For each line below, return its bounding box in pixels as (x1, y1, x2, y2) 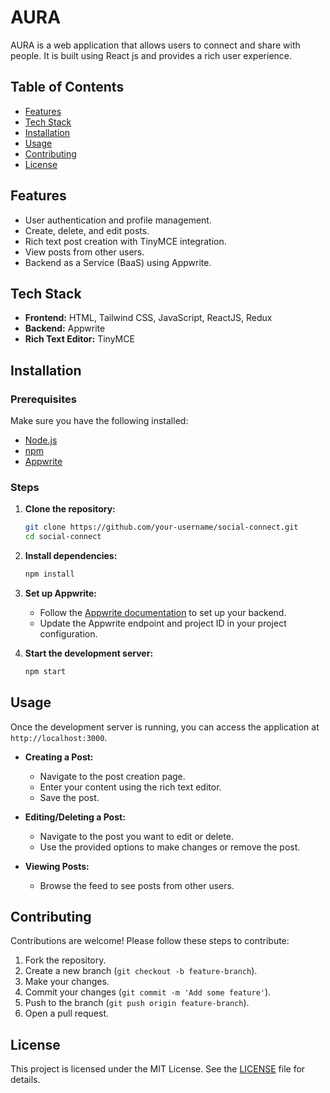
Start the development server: (24, 647, 154, 659)
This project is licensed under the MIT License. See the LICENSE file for (10, 1063, 306, 1075)
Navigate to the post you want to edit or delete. (39, 830, 234, 842)
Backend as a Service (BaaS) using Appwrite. (24, 256, 212, 268)
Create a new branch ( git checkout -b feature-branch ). (24, 965, 258, 977)
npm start (24, 666, 67, 676)
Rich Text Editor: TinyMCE (24, 333, 135, 345)
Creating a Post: (24, 751, 94, 763)
